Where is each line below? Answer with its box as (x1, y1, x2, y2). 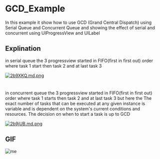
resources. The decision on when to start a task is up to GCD (5, 111, 131, 117)
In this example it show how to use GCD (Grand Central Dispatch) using (5, 19, 152, 25)
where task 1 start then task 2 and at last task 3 (5, 63, 102, 69)
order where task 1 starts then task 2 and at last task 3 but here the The (5, 95, 152, 101)
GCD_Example (5, 3, 66, 14)
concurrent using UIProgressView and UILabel (5, 30, 100, 36)
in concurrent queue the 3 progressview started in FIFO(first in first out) (5, 90, 153, 96)
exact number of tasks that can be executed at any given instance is (5, 100, 146, 106)
